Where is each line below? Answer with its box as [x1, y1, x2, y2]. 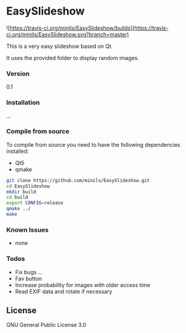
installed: [6, 147, 29, 155]
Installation [6, 98, 40, 107]
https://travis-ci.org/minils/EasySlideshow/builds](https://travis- [10, 24, 169, 32]
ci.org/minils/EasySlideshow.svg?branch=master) [6, 30, 129, 38]
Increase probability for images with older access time [14, 281, 150, 289]
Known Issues [6, 226, 49, 234]
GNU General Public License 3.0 [6, 321, 86, 329]
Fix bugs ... [14, 268, 43, 275]
